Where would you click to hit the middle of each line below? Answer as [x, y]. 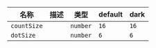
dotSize [23, 35]
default [111, 14]
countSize [27, 26]
